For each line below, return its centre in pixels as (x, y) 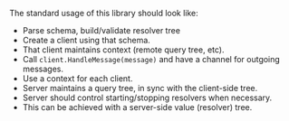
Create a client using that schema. (87, 40)
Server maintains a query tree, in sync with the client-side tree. (140, 88)
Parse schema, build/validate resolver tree (101, 30)
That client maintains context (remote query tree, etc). (123, 50)
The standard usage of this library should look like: (104, 13)
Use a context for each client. (77, 79)
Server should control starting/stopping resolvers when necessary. (147, 98)
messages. (43, 69)
